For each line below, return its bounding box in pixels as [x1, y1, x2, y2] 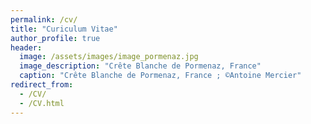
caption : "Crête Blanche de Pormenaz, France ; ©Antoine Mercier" [19, 71, 302, 81]
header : [10, 42, 43, 53]
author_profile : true [10, 33, 101, 43]
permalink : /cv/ [10, 14, 78, 25]
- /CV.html [19, 98, 65, 108]
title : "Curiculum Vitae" [10, 24, 118, 34]
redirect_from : [10, 80, 74, 90]
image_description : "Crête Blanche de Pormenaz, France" [19, 61, 262, 71]
